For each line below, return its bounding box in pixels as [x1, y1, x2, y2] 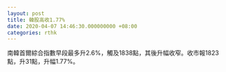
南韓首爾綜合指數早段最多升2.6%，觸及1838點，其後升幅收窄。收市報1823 [7, 49, 219, 57]
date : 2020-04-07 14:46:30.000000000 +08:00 [7, 23, 138, 29]
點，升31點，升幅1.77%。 [7, 58, 79, 66]
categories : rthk [7, 29, 57, 36]
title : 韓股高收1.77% [7, 16, 66, 23]
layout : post [7, 10, 45, 17]
